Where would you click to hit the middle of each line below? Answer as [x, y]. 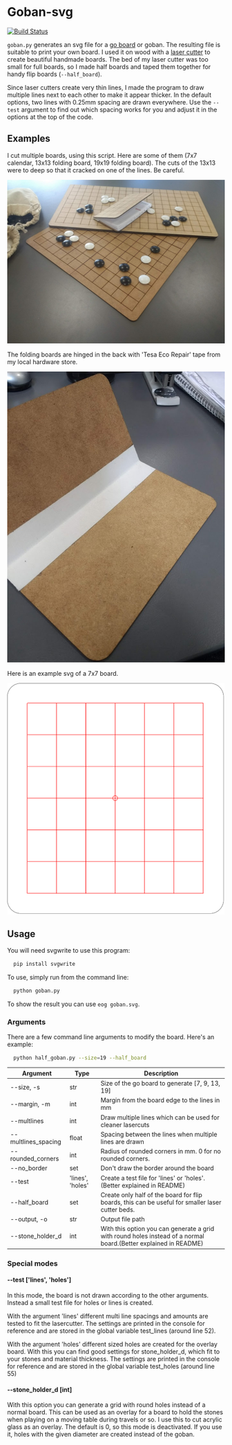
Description [161, 1073]
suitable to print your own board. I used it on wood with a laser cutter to [109, 52]
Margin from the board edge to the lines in [160, 1100]
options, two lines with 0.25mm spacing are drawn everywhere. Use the [109, 102]
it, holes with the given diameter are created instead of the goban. [101, 1435]
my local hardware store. [42, 361]
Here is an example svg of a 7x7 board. [63, 673]
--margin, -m [30, 1104]
